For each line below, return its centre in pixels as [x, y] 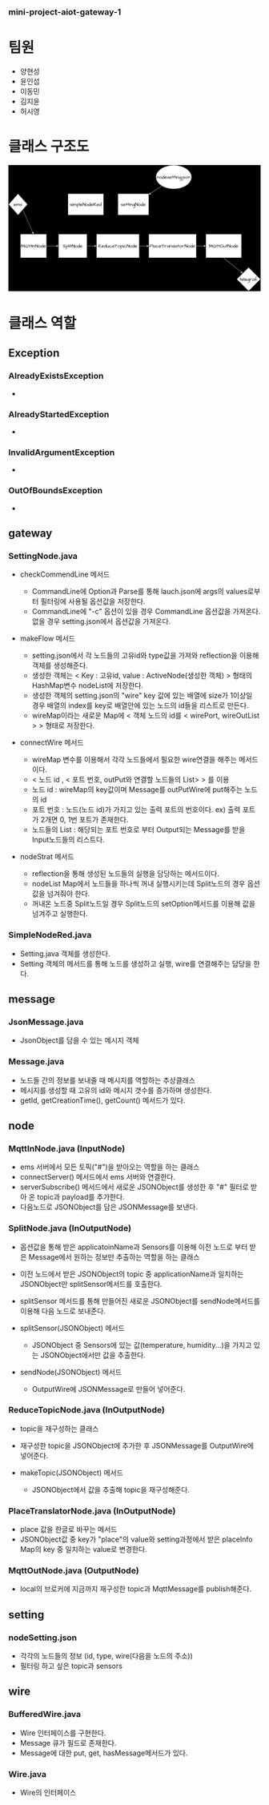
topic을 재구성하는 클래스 [59, 1429]
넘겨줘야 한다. [68, 894]
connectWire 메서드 [52, 742]
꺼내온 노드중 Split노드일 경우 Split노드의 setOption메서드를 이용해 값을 [144, 904]
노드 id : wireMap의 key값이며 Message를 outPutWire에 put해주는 [137, 790]
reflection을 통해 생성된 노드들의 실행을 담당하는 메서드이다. [126, 874]
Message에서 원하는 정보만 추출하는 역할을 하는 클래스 [114, 1256]
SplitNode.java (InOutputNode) [70, 1228]
